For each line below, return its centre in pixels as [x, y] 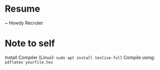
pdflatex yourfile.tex [29, 62]
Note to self [30, 43]
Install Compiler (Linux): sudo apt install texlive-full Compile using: [80, 57]
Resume [22, 9]
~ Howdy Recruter [24, 23]
